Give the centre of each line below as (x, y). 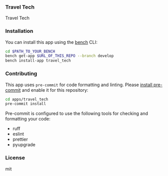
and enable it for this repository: (55, 90)
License (15, 158)
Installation (19, 31)
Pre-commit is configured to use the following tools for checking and (77, 113)
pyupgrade (24, 145)
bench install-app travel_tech (38, 61)
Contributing (21, 74)
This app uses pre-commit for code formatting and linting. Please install (79, 85)
